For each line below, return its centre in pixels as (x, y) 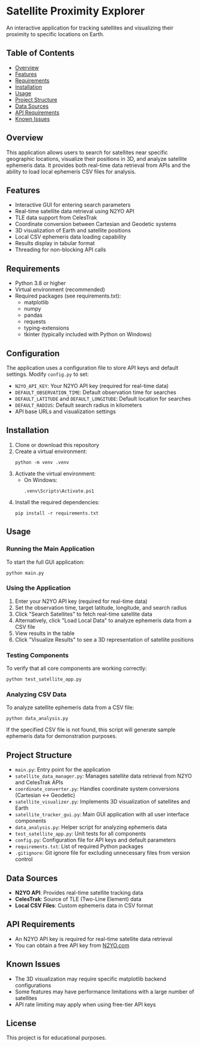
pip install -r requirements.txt (57, 513)
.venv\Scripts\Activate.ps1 (59, 491)
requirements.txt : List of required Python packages (79, 846)
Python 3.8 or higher (40, 283)
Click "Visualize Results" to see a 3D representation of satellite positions (104, 639)
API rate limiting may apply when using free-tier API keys (85, 1004)
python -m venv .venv (42, 462)
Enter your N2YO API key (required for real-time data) (81, 601)
